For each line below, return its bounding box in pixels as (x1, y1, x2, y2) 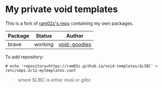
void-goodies (58, 40, 91, 48)
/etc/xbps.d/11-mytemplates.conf (5, 68, 76, 73)
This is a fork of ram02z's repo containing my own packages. (5, 20, 134, 26)
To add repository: (5, 54, 44, 60)
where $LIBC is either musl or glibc (17, 77, 91, 83)
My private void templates (5, 4, 118, 15)
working (34, 40, 54, 48)
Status (36, 32, 52, 39)
